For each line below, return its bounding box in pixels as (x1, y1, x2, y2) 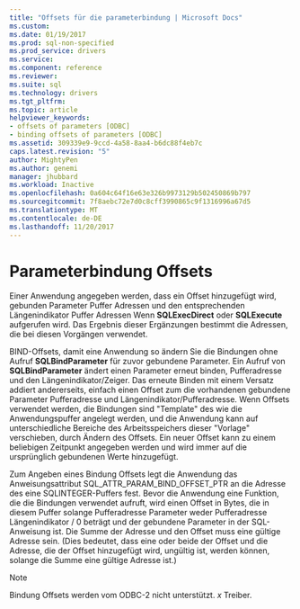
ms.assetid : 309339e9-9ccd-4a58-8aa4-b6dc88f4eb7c (9, 139, 203, 148)
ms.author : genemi (9, 164, 78, 173)
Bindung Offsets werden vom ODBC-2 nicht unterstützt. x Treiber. (9, 590, 252, 601)
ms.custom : (9, 22, 50, 31)
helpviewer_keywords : (9, 113, 91, 122)
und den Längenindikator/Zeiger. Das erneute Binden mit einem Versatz (9, 375, 274, 386)
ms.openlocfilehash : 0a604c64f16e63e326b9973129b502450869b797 (9, 189, 251, 198)
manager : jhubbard (9, 172, 78, 181)
